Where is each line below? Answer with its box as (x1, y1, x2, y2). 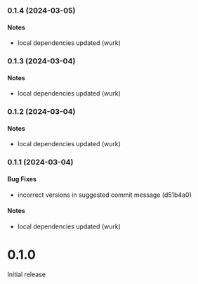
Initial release (7, 270, 46, 278)
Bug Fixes (7, 174, 37, 183)
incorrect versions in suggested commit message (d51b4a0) (17, 191, 192, 199)
